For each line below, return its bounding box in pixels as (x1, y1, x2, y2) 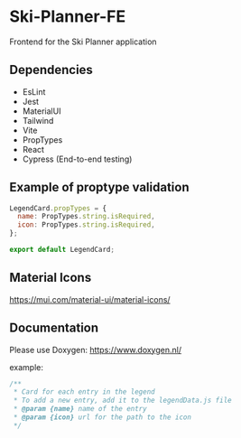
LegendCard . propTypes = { (9, 203, 107, 213)
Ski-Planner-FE (9, 6, 126, 27)
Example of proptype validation (9, 180, 190, 195)
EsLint (22, 86, 46, 97)
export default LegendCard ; (9, 246, 116, 255)
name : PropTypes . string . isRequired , (17, 212, 155, 221)
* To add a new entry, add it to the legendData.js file (13, 396, 232, 405)
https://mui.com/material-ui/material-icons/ (9, 294, 171, 304)
